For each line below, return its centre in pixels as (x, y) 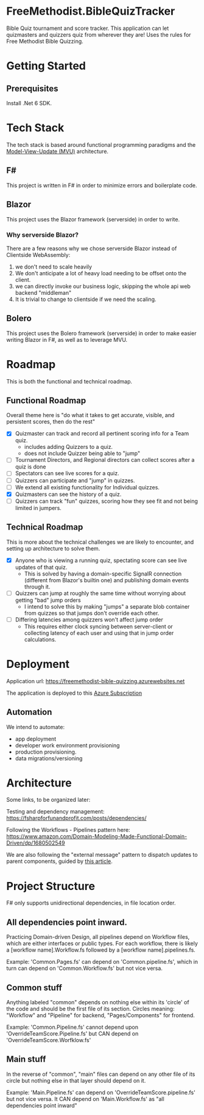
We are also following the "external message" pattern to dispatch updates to (102, 855)
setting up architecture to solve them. (53, 548)
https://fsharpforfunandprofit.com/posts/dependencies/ (76, 818)
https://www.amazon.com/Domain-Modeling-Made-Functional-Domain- (97, 837)
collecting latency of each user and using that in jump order (99, 633)
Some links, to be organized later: (48, 800)
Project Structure (51, 886)
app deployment (36, 739)
